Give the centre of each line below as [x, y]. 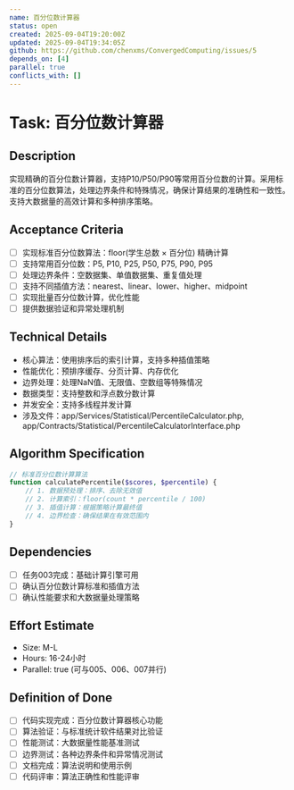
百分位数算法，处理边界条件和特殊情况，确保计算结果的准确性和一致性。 [157, 189]
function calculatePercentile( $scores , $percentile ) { [113, 483]
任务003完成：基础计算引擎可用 [81, 575]
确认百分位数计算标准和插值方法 [81, 585]
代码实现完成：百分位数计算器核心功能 [92, 720]
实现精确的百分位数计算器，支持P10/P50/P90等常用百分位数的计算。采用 [143, 179]
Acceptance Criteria [66, 230]
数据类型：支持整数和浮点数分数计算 [89, 393]
